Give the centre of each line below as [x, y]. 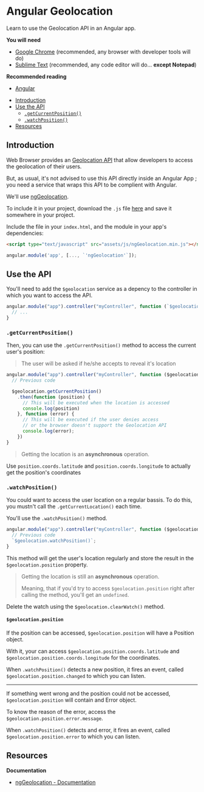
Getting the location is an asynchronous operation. [85, 454]
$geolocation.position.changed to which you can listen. [76, 676]
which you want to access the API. [49, 295]
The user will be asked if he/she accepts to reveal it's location [98, 363]
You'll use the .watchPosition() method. [57, 518]
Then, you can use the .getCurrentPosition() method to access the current [101, 345]
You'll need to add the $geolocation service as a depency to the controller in [102, 289]
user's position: [26, 352]
